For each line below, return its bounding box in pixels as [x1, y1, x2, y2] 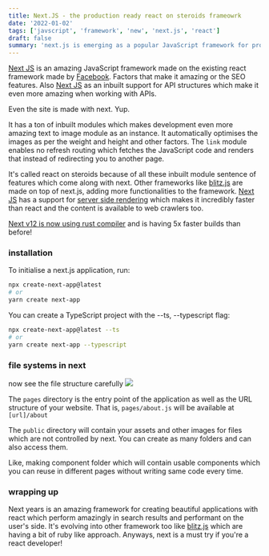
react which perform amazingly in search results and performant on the [8, 513, 244, 522]
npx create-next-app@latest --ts [8, 326, 120, 334]
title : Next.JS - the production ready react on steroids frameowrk [8, 11, 242, 20]
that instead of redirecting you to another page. [8, 154, 165, 164]
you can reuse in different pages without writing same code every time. [8, 466, 244, 476]
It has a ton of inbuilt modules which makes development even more [8, 120, 234, 130]
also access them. [8, 442, 69, 452]
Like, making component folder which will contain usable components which [8, 458, 260, 467]
